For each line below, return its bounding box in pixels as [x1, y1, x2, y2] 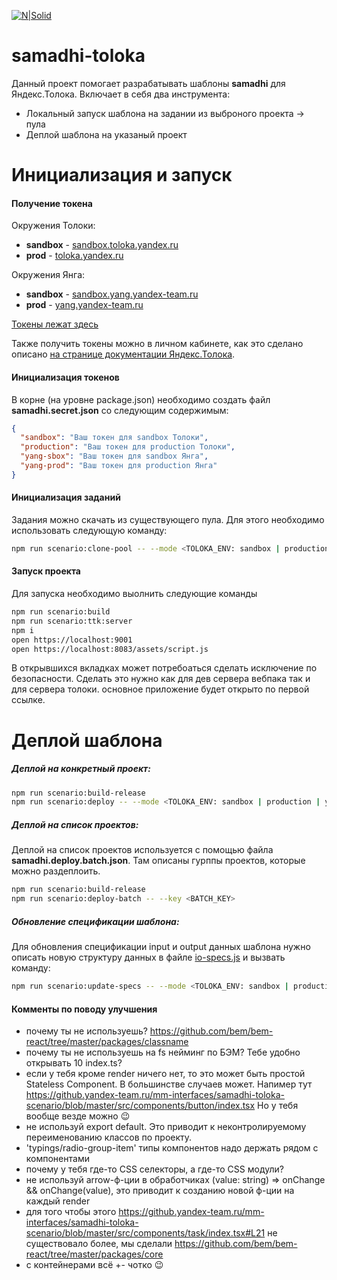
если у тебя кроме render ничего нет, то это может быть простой [25, 1068, 306, 1080]
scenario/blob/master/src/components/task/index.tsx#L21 [25, 1227, 266, 1239]
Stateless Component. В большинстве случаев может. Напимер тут [25, 1078, 313, 1090]
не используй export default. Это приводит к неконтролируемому [25, 1121, 307, 1133]
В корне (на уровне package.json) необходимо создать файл [11, 393, 271, 405]
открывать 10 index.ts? [25, 1057, 123, 1069]
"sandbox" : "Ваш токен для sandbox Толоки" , [20, 433, 209, 443]
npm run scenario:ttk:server [11, 616, 133, 626]
